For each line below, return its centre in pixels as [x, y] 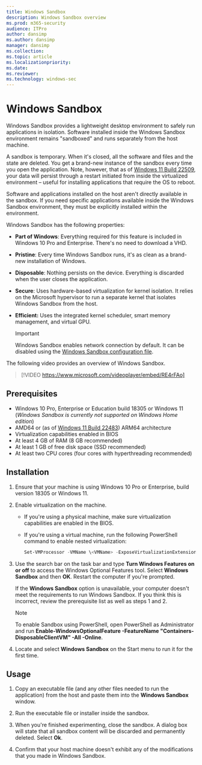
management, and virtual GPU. [53, 322]
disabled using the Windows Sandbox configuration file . [84, 352]
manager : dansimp [28, 46]
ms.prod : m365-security [36, 23]
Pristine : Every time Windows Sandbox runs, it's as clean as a [92, 255]
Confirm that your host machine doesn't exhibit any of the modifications [104, 749]
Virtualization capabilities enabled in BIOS [66, 434]
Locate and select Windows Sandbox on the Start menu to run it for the [104, 649]
